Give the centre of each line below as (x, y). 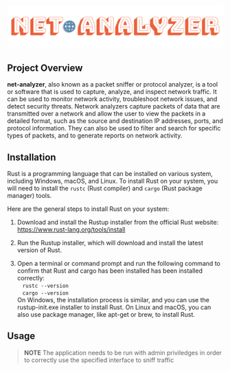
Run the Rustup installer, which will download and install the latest (110, 243)
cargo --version (45, 293)
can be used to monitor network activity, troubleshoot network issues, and (112, 99)
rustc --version (45, 286)
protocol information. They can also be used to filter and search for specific (114, 128)
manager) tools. (30, 196)
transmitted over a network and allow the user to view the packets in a (106, 114)
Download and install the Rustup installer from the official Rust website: (118, 223)
